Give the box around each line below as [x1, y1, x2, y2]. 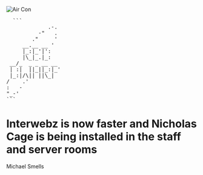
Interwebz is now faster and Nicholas [6, 117, 197, 131]
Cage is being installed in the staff [6, 130, 182, 144]
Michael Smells [6, 162, 44, 170]
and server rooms [6, 143, 98, 157]
